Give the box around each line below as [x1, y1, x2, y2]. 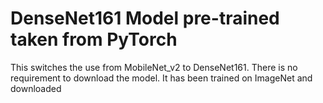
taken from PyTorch [10, 28, 178, 51]
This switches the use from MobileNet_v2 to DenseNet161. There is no [10, 61, 298, 73]
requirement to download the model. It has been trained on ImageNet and [10, 72, 313, 84]
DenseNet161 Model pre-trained [10, 7, 280, 30]
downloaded [10, 82, 62, 94]
